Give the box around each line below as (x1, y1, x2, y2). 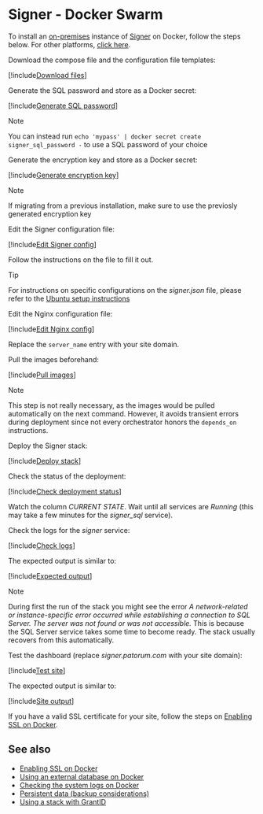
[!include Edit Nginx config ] (8, 324, 95, 334)
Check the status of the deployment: (8, 471, 126, 481)
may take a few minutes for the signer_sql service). (8, 510, 174, 520)
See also (8, 742, 51, 757)
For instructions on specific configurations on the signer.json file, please (8, 285, 242, 294)
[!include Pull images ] (8, 370, 76, 379)
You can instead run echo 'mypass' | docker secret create (8, 131, 202, 141)
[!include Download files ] (8, 70, 88, 80)
